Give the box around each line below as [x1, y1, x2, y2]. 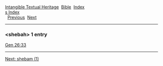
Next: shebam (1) [5, 56, 39, 62]
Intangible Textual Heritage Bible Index [5, 4, 85, 10]
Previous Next [7, 15, 37, 20]
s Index [5, 9, 20, 15]
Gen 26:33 [5, 42, 27, 48]
